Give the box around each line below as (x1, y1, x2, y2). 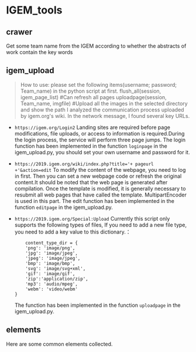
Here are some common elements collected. (6, 340, 113, 347)
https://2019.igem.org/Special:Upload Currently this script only (14, 215, 170, 222)
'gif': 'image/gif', (25, 270, 75, 276)
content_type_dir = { (25, 240, 78, 246)
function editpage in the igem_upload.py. (14, 204, 113, 211)
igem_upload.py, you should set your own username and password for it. (14, 148, 190, 155)
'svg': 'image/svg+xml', (25, 265, 86, 272)
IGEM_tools (6, 4, 63, 17)
